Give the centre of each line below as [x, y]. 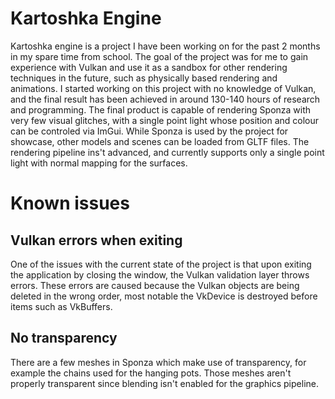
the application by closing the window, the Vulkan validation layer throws [160, 274]
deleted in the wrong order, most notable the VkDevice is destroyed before [164, 296]
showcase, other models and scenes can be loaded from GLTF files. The [160, 141]
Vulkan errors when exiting [96, 240]
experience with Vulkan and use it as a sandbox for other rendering [149, 67]
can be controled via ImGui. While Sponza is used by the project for [149, 131]
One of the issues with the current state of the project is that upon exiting [161, 264]
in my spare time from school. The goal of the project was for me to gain [159, 56]
